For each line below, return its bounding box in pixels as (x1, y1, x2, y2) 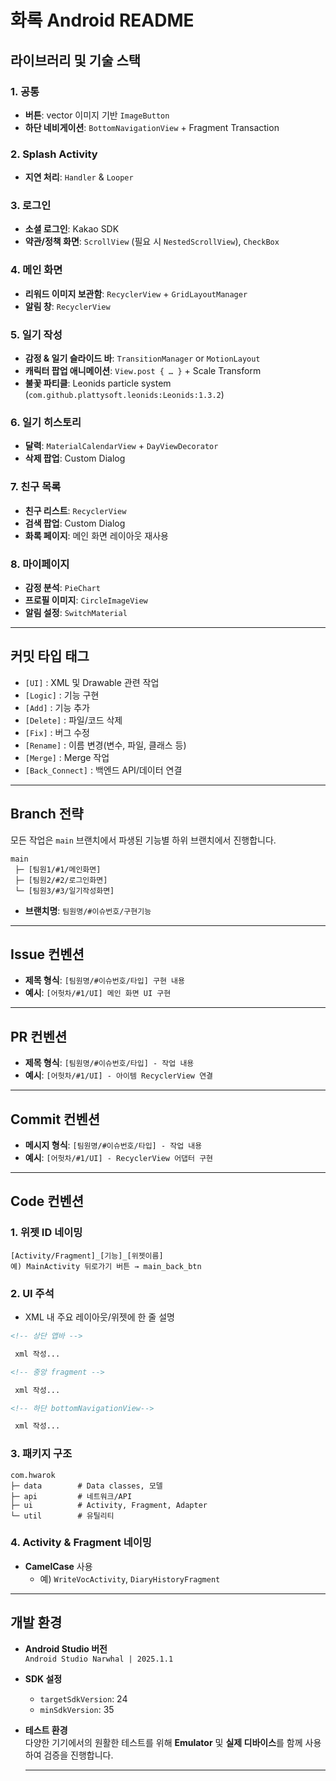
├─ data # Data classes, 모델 (10, 1481, 163, 1491)
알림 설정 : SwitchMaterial (24, 606, 128, 618)
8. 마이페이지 (10, 557, 70, 571)
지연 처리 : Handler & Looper (24, 171, 134, 183)
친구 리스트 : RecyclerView (24, 504, 127, 516)
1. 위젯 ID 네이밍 (10, 1226, 83, 1240)
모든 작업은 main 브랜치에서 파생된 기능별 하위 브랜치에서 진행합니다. (10, 834, 277, 846)
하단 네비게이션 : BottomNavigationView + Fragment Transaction (24, 121, 280, 133)
